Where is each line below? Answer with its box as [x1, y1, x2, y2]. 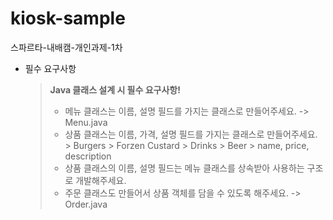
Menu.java [64, 116, 108, 128]
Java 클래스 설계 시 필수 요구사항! [49, 83, 181, 96]
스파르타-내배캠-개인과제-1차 [10, 41, 123, 53]
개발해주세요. [75, 174, 127, 186]
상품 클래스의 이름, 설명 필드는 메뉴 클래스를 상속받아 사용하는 [64, 162, 305, 174]
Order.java [64, 198, 108, 210]
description [64, 150, 112, 162]
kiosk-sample [10, 7, 126, 30]
